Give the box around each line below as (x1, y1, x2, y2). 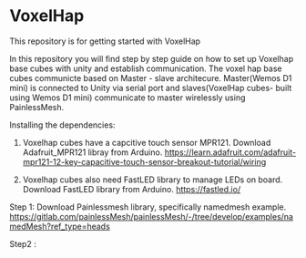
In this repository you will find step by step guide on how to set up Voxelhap (9, 53, 294, 64)
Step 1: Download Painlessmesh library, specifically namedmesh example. (9, 201, 287, 212)
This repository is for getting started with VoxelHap (9, 36, 201, 46)
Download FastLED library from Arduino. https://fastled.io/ (22, 183, 241, 194)
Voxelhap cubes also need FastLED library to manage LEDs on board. (22, 174, 283, 185)
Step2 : (9, 238, 36, 249)
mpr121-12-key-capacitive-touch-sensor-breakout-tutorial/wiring (22, 156, 267, 167)
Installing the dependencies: (9, 119, 116, 130)
